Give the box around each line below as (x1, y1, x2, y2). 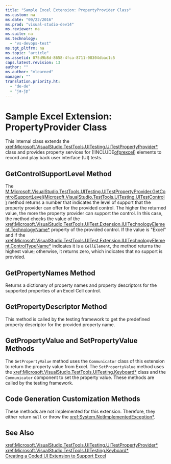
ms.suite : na (5, 31, 33, 36)
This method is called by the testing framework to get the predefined (5, 316, 150, 322)
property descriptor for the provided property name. (5, 321, 115, 328)
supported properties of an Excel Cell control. (5, 288, 101, 294)
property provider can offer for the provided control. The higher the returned (5, 205, 166, 211)
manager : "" (5, 74, 31, 79)
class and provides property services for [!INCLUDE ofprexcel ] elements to (5, 149, 162, 155)
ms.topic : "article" (5, 50, 50, 55)
